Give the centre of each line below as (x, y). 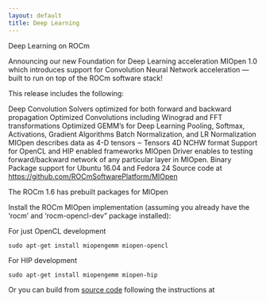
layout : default (35, 15)
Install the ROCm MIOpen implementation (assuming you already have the (129, 207)
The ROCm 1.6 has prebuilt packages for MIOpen (88, 192)
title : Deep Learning (44, 23)
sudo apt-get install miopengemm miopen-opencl (89, 246)
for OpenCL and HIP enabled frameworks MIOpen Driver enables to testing (131, 151)
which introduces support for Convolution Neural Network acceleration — (129, 69)
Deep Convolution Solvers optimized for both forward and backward (120, 109)
